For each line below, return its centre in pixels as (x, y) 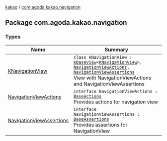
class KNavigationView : (103, 57)
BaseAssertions (91, 119)
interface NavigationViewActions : (115, 91)
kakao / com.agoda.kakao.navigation (43, 7)
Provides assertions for (100, 125)
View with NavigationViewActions (112, 78)
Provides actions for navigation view (116, 102)
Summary (116, 49)
